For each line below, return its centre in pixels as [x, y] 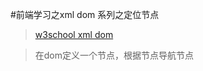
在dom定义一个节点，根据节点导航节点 [114, 55]
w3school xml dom [74, 34]
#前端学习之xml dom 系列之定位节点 [85, 14]
